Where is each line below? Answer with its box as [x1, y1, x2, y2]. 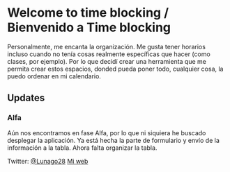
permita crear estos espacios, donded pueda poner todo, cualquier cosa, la [7, 64, 224, 73]
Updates [7, 92, 45, 104]
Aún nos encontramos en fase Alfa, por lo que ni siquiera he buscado [7, 128, 206, 137]
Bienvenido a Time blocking [7, 19, 171, 35]
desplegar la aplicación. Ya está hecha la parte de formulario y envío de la [7, 136, 220, 144]
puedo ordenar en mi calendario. [7, 71, 101, 80]
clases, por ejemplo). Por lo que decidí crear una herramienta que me [7, 57, 207, 65]
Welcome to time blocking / [7, 5, 169, 21]
